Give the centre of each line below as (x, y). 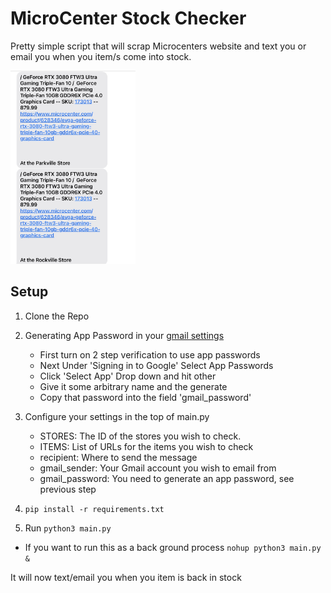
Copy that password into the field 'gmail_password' (145, 397)
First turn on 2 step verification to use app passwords (150, 354)
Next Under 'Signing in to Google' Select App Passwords (156, 365)
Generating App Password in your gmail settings (124, 335)
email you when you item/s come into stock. (101, 56)
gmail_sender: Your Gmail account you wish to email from (158, 468)
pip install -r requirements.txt (94, 509)
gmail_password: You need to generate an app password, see (167, 478)
